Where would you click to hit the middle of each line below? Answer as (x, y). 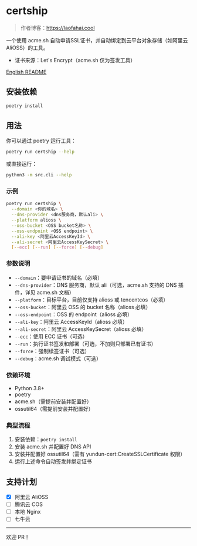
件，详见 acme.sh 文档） (44, 292)
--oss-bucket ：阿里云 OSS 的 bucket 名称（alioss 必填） (83, 307)
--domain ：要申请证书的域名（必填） (59, 277)
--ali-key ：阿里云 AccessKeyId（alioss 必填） (71, 321)
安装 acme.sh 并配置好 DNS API (53, 447)
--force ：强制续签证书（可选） (52, 351)
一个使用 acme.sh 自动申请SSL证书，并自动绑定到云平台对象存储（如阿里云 (97, 40)
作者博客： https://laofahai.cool (57, 28)
